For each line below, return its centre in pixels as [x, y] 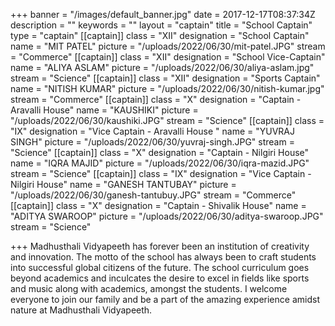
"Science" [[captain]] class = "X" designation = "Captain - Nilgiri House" [160, 152]
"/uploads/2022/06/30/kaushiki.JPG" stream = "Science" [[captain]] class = [167, 120]
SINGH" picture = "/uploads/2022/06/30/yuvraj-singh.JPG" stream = [152, 142]
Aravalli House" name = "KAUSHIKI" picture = [104, 110]
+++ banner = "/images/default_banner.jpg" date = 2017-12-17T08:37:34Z [163, 14]
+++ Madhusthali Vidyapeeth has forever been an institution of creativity [160, 246]
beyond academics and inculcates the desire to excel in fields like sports [160, 278]
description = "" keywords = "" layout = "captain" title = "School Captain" [161, 25]
